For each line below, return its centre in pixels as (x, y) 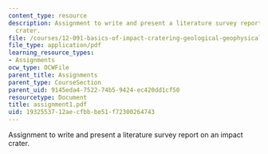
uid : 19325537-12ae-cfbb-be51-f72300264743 (82, 113)
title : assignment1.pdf (48, 105)
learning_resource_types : (51, 53)
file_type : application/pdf (55, 45)
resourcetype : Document (48, 97)
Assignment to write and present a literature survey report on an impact (126, 135)
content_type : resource (48, 16)
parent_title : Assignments (53, 75)
